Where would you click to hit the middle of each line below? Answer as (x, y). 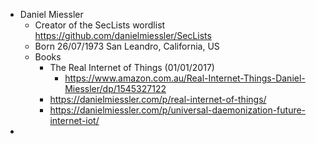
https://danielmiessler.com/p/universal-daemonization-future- (178, 110)
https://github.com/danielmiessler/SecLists (123, 35)
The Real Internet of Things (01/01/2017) (132, 67)
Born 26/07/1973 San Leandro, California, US (127, 46)
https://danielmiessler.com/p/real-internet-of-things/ (158, 99)
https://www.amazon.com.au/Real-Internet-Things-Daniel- (185, 78)
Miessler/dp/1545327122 (115, 88)
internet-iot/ (74, 120)
